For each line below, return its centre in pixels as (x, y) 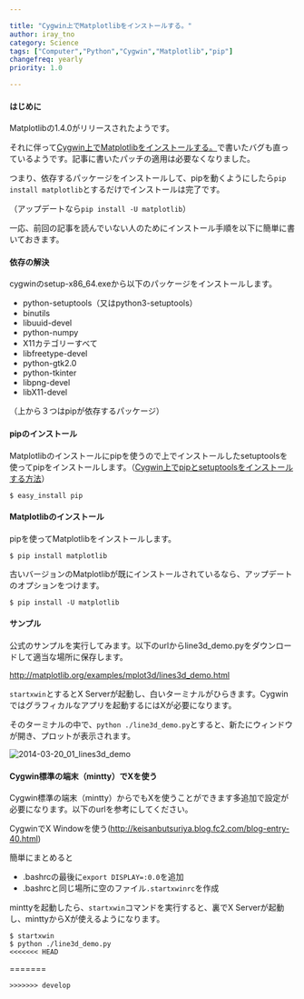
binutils (36, 314)
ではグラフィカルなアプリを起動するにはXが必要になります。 (123, 705)
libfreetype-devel (55, 354)
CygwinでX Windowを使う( (60, 829)
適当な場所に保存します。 (81, 657)
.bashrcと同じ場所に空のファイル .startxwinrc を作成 (121, 888)
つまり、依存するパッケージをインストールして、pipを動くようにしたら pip (148, 178)
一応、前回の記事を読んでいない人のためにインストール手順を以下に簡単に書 (152, 228)
